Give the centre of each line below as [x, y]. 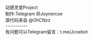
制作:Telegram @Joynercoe [34, 14]
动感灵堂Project [21, 7]
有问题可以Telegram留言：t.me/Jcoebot [46, 32]
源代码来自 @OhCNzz [28, 20]
